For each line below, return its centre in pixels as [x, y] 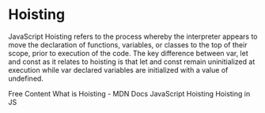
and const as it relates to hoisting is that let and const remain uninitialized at [132, 62]
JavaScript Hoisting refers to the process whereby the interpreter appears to [133, 36]
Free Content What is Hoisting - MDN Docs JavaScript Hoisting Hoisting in [129, 93]
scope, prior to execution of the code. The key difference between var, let [128, 53]
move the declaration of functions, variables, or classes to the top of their [128, 44]
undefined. [26, 78]
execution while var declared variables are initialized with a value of [118, 70]
